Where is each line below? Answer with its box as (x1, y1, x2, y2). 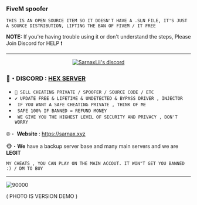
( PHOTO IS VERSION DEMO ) (6, 192, 78, 200)
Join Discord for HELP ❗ (6, 40, 63, 47)
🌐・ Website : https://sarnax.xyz (6, 130, 86, 137)
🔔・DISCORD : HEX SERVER (6, 75, 86, 83)
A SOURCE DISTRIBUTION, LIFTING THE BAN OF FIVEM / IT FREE (6, 23, 157, 29)
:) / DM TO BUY (6, 165, 43, 171)
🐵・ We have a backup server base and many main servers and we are (6, 143, 179, 150)
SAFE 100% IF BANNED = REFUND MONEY (17, 107, 107, 114)
